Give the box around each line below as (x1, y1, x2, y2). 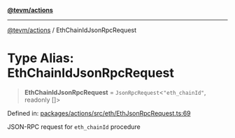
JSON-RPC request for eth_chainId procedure (7, 122, 141, 131)
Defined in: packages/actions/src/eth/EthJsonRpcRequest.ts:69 (7, 109, 191, 117)
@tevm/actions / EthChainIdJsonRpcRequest (7, 26, 137, 34)
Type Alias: (7, 50, 75, 66)
